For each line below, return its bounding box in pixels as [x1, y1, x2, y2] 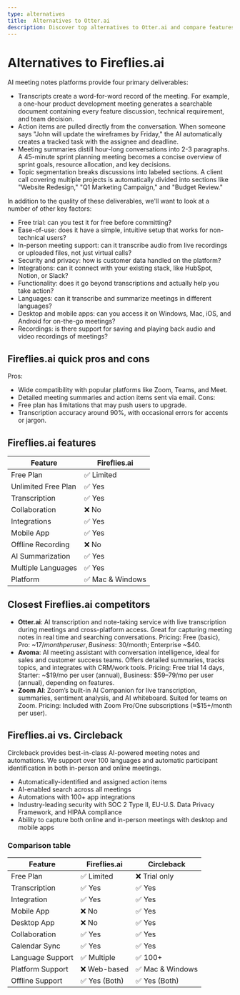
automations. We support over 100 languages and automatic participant [7, 756, 218, 764]
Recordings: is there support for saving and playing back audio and [17, 324, 216, 333]
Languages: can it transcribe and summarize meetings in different [17, 294, 212, 303]
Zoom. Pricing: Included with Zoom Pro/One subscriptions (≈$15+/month [17, 701, 232, 709]
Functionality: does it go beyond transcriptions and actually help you [17, 279, 219, 288]
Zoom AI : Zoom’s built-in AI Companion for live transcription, [17, 686, 197, 694]
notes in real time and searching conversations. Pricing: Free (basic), [17, 633, 220, 641]
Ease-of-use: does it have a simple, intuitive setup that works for [17, 226, 209, 234]
